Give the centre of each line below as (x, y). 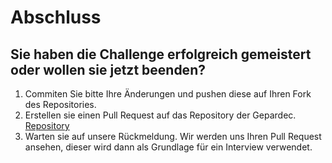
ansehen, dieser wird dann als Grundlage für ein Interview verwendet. (168, 147)
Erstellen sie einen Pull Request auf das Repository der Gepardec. (160, 115)
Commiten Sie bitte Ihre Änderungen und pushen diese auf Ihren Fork (168, 94)
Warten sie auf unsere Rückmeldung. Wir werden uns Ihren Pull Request (173, 136)
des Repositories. (60, 104)
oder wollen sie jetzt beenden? (108, 69)
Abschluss (56, 17)
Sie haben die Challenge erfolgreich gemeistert (161, 54)
